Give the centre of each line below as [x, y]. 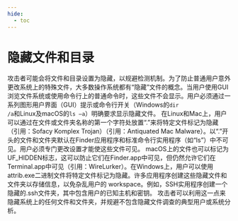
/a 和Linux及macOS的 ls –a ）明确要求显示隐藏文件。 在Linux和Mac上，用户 [117, 114]
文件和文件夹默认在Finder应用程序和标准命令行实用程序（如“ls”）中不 [121, 140]
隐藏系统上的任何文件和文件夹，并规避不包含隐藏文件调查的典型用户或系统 [116, 202]
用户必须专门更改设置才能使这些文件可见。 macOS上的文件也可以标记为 [124, 149]
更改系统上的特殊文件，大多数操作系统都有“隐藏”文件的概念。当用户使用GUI [118, 87]
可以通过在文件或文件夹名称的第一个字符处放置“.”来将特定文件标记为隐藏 [113, 123]
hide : [15, 14]
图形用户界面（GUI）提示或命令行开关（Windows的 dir [99, 105]
